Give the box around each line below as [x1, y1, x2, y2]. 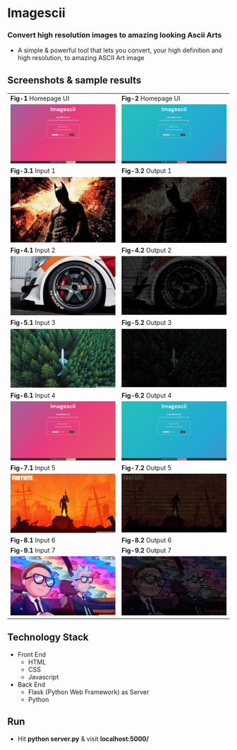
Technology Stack [7, 631, 89, 643]
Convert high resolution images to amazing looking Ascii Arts [7, 30, 222, 40]
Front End [17, 650, 47, 658]
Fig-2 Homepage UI [121, 94, 181, 103]
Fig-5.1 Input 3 [10, 319, 56, 327]
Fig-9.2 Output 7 [121, 546, 172, 554]
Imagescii [7, 5, 66, 21]
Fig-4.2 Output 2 [121, 246, 172, 254]
